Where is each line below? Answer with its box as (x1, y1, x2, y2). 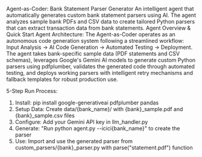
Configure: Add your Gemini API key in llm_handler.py (14, 118, 148, 126)
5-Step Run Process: (6, 88, 58, 94)
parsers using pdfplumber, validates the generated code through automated (6, 63, 195, 70)
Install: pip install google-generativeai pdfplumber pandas (14, 99, 159, 106)
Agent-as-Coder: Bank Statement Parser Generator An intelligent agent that (6, 5, 194, 12)
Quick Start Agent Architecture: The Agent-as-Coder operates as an (6, 31, 176, 38)
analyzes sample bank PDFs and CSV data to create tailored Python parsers (6, 18, 195, 25)
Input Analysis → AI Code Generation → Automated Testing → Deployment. (6, 43, 193, 51)
